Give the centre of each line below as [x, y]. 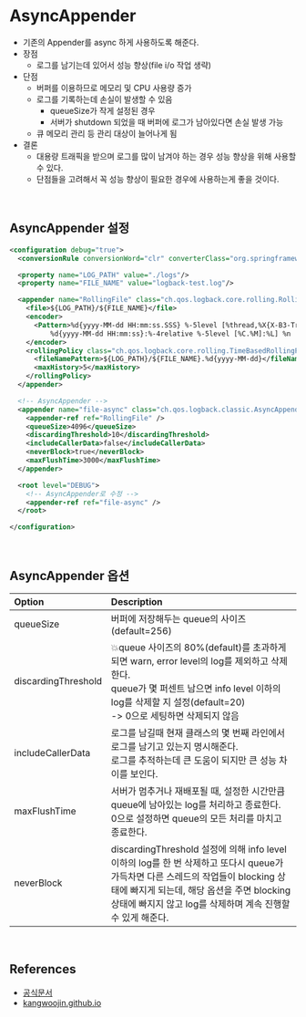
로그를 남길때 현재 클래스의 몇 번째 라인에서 [198, 732]
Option [29, 601]
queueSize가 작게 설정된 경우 [102, 110]
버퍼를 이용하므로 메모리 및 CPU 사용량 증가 [114, 88]
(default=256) [141, 630]
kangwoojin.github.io [62, 1002]
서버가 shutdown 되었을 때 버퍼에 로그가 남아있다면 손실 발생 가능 [167, 122]
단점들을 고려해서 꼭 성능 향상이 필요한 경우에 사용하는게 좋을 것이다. [158, 179]
